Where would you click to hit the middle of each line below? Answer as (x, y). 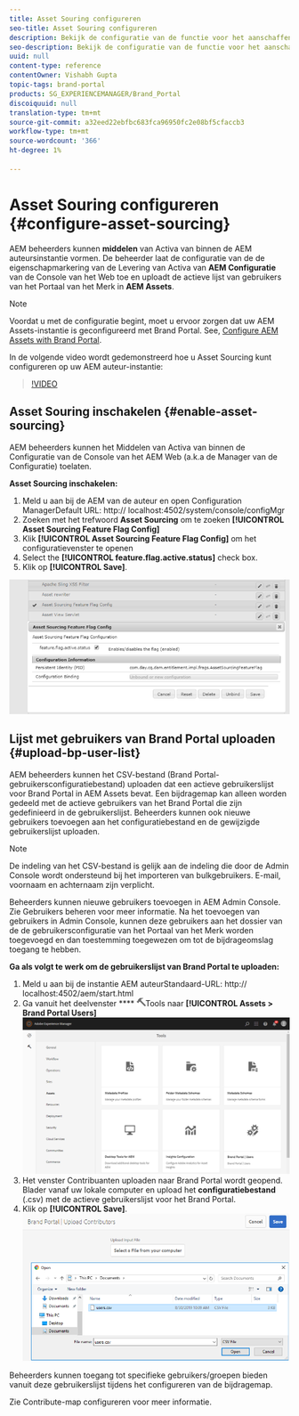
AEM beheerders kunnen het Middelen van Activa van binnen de (127, 447)
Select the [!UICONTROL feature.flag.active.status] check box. (140, 557)
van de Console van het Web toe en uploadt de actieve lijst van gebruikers (145, 277)
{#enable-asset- (211, 412)
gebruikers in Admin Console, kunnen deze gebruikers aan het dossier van (146, 921)
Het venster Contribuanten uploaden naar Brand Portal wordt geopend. (152, 1180)
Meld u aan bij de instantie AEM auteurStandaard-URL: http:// (134, 983)
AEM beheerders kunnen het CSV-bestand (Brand (101, 774)
